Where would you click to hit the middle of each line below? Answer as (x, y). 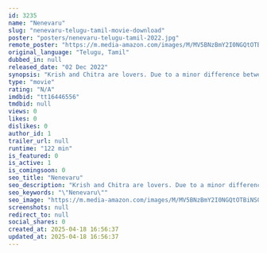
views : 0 (23, 112)
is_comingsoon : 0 (37, 171)
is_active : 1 (30, 163)
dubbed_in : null (35, 60)
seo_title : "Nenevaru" (46, 178)
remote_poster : (33, 45)
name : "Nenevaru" (37, 23)
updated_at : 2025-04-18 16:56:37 (64, 237)
